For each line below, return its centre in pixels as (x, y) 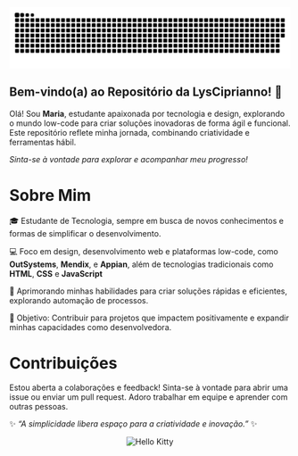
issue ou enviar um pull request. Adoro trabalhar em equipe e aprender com (149, 397)
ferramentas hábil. (43, 142)
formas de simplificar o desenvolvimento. (85, 233)
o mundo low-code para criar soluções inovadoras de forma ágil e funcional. (150, 123)
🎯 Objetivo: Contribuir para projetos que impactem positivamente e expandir (149, 318)
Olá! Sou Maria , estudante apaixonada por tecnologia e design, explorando (147, 113)
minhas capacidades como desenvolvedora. (91, 327)
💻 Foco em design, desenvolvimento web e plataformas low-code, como (144, 251)
